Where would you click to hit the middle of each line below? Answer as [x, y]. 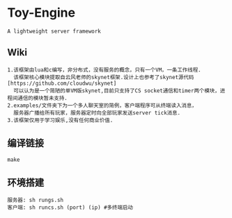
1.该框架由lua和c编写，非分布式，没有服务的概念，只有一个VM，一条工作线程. [104, 70]
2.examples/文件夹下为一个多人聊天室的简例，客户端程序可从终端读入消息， [102, 106]
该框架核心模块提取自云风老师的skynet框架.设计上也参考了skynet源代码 [104, 77]
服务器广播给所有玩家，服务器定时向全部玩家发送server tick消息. [97, 112]
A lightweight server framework [54, 31]
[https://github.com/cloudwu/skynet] [62, 83]
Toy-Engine [41, 13]
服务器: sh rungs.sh [36, 200]
